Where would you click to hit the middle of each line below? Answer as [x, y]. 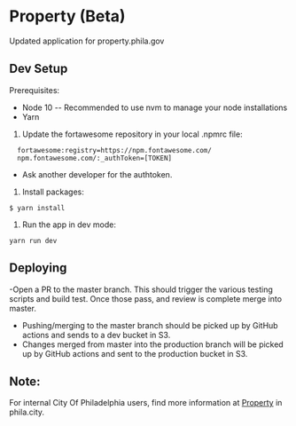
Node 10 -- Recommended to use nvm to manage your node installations [155, 107]
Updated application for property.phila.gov [87, 41]
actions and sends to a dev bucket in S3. [96, 335]
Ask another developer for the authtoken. [97, 174]
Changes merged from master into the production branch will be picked [152, 344]
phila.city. [27, 412]
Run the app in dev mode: [69, 225]
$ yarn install [37, 208]
